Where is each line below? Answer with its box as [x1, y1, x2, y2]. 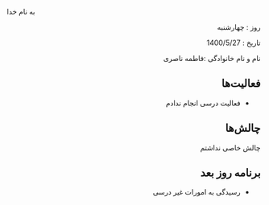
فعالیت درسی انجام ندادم [166, 98, 241, 108]
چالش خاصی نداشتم [200, 142, 261, 152]
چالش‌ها [225, 121, 261, 135]
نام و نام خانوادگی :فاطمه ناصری [163, 54, 261, 63]
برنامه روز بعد [200, 166, 261, 180]
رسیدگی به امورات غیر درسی [152, 187, 241, 197]
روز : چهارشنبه [217, 23, 261, 31]
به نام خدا [6, 7, 35, 16]
